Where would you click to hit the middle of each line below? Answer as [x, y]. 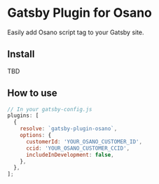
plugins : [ [23, 116]
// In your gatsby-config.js [50, 109]
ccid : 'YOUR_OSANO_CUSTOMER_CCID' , [78, 148]
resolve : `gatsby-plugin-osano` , [69, 129]
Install [21, 54]
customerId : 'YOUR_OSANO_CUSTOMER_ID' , [84, 141]
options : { [36, 135]
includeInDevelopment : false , [70, 155]
